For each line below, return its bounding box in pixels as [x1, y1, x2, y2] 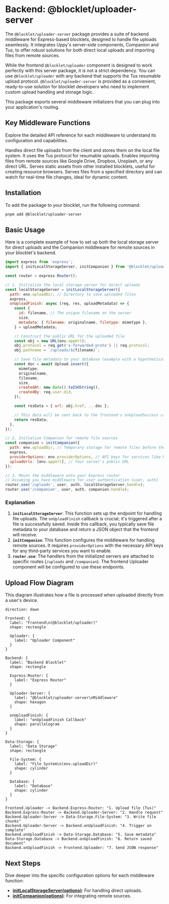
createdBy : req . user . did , [18, 390, 73, 395]
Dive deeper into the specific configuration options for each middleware [5, 872, 154, 878]
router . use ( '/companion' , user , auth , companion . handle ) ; [5, 487, 129, 492]
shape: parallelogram [14, 722, 59, 727]
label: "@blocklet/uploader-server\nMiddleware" [14, 695, 118, 700]
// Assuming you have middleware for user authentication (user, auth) [5, 477, 158, 483]
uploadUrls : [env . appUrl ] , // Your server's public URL [10, 459, 129, 464]
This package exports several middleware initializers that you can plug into [5, 98, 160, 104]
